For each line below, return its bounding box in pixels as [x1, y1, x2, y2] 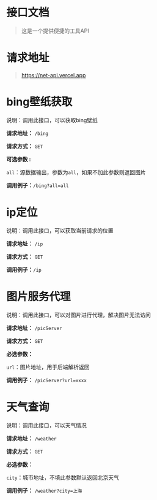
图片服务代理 [6, 290, 71, 304]
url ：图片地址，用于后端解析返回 [6, 363, 90, 371]
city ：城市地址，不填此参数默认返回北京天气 [6, 474, 119, 481]
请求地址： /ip [6, 240, 43, 247]
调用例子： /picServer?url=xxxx [6, 376, 87, 383]
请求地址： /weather [6, 434, 57, 442]
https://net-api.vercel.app [21, 71, 86, 79]
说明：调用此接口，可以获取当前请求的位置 [6, 226, 114, 234]
